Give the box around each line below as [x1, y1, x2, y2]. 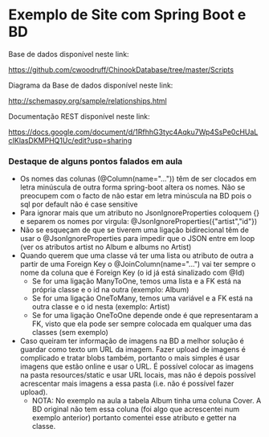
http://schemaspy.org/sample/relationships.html [8, 96, 167, 105]
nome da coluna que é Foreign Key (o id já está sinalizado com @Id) [19, 268, 245, 278]
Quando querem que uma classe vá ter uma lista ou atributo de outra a [19, 251, 255, 260]
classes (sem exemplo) [31, 328, 108, 337]
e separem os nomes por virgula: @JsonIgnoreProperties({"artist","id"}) [19, 217, 258, 227]
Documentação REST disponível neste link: [8, 111, 150, 121]
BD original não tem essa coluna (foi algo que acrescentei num [31, 404, 239, 415]
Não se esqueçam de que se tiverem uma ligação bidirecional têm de [19, 225, 249, 235]
